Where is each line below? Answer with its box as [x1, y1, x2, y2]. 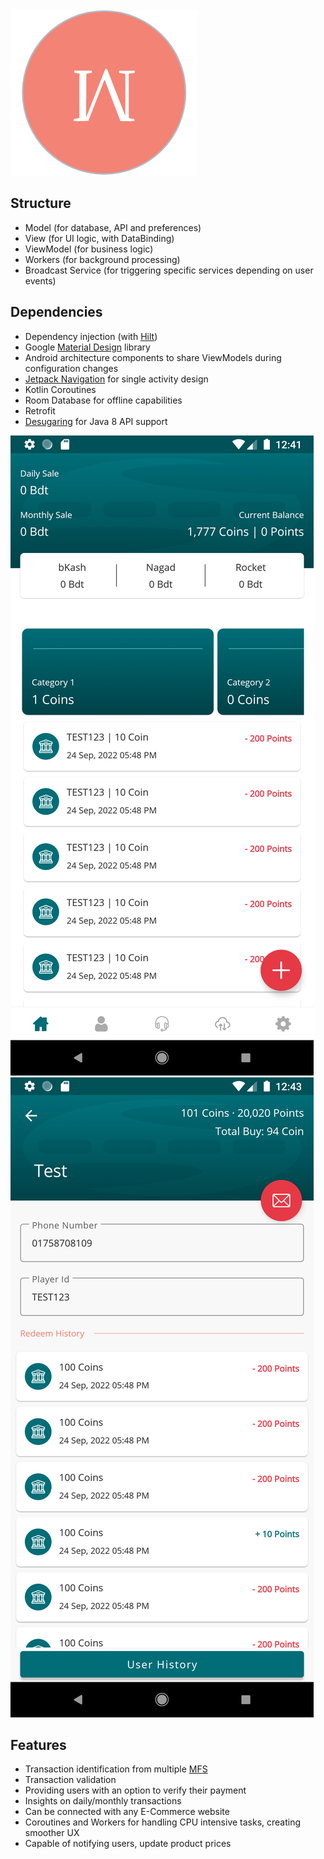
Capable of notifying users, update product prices [24, 1838, 232, 1850]
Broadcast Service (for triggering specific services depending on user [24, 264, 314, 276]
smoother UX [24, 1827, 80, 1839]
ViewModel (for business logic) [24, 243, 154, 255]
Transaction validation [24, 1774, 117, 1786]
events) [24, 274, 57, 287]
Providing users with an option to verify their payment [24, 1784, 247, 1797]
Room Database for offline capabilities [24, 394, 183, 406]
